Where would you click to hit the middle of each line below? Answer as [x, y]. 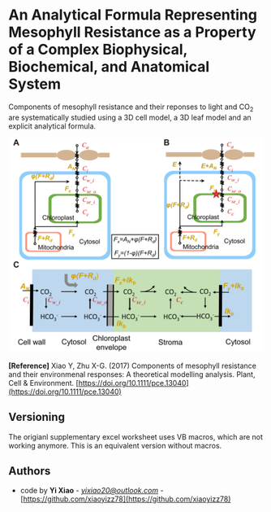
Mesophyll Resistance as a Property [132, 32]
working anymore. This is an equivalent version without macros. [115, 445]
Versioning [37, 417]
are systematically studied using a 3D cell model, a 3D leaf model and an [130, 117]
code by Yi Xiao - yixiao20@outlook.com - [92, 491]
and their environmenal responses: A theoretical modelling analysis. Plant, [132, 374]
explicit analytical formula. [52, 126]
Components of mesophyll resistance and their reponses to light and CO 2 [131, 107]
